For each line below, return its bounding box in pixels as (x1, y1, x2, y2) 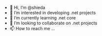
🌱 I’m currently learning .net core (9, 15, 76, 20)
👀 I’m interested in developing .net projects (9, 10, 96, 16)
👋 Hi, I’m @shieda (9, 5, 45, 10)
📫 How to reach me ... (9, 26, 55, 31)
